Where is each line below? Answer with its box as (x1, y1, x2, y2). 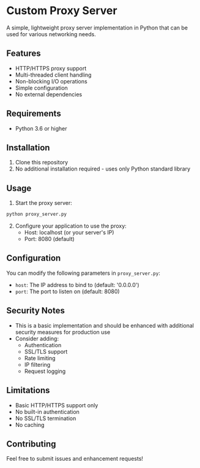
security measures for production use (15, 328, 111, 336)
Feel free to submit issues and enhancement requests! (6, 455, 144, 462)
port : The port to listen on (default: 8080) (15, 288, 120, 295)
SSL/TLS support (24, 348, 68, 355)
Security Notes (6, 305, 65, 316)
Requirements (6, 109, 61, 119)
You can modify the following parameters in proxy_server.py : (6, 269, 160, 277)
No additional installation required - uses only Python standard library (15, 165, 191, 172)
